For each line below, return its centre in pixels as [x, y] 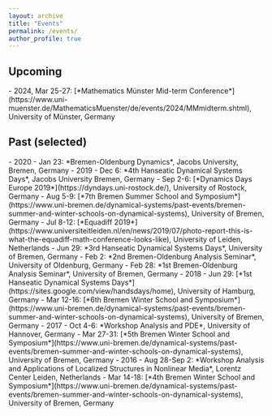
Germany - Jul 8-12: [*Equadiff [60, 222]
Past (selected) [48, 142]
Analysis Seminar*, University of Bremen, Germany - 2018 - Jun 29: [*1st [130, 273]
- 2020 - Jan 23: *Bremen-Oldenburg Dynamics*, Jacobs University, [124, 161]
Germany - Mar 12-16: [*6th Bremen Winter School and [101, 299]
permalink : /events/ [43, 31]
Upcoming [35, 71]
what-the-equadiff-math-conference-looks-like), [90, 239]
